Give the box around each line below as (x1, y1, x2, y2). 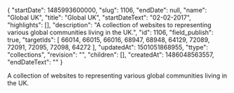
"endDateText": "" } (7, 58, 63, 66)
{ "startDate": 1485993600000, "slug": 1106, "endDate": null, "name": (7, 6, 207, 14)
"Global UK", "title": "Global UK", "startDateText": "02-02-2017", (7, 13, 191, 22)
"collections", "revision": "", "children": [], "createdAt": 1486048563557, (7, 50, 214, 59)
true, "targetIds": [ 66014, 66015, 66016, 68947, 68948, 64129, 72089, (7, 36, 210, 44)
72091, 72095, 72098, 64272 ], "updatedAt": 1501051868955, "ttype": (7, 43, 209, 51)
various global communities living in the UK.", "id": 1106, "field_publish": (7, 28, 214, 36)
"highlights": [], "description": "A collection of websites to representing (7, 21, 212, 29)
